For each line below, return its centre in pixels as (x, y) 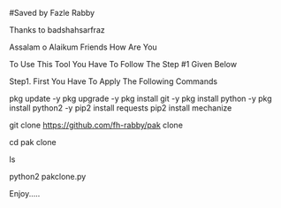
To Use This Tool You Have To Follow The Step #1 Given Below (123, 64)
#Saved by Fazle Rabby (52, 13)
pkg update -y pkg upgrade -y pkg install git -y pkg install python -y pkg (140, 98)
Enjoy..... (25, 193)
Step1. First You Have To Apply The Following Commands (114, 81)
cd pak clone (33, 142)
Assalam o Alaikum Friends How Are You (83, 47)
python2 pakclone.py (48, 177)
